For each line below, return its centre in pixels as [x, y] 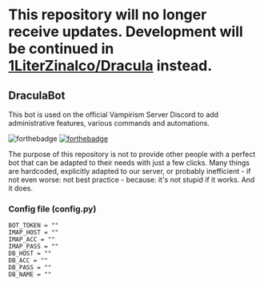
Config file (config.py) [52, 208]
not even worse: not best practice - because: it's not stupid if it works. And [132, 179]
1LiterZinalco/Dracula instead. [110, 66]
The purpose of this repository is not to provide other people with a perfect [132, 154]
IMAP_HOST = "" [34, 233]
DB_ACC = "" [28, 261]
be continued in [61, 49]
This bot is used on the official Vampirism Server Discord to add [113, 115]
